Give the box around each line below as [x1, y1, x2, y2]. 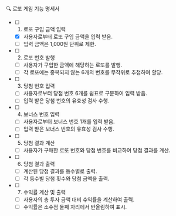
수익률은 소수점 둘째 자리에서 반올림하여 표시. [23, 203, 127, 210]
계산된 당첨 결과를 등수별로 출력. [23, 167, 97, 175]
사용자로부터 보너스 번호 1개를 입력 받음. [23, 118, 115, 125]
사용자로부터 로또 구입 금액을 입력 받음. [23, 33, 113, 40]
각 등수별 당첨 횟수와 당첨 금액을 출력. [23, 175, 110, 182]
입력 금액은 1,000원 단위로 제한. [23, 41, 96, 48]
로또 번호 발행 [23, 54, 55, 61]
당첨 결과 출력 [23, 160, 55, 167]
